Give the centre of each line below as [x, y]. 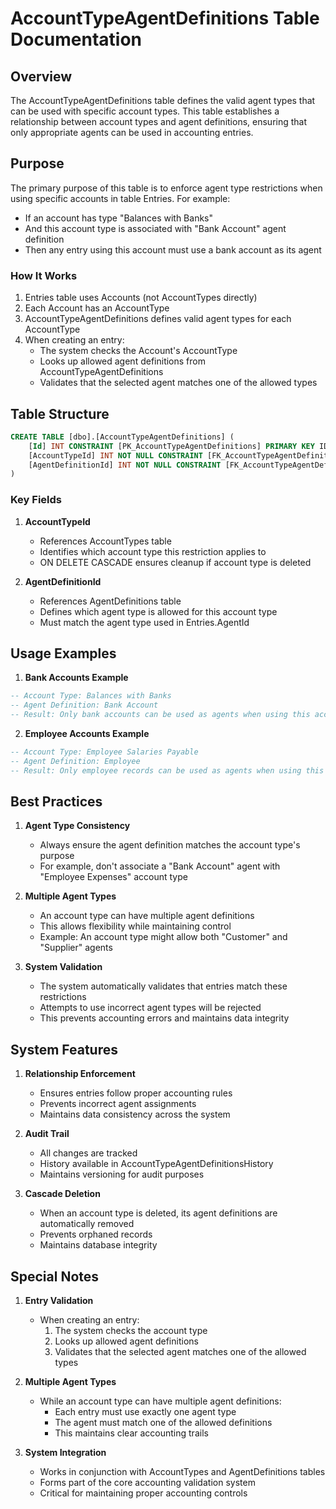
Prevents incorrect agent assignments [118, 1104]
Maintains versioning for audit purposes [122, 1174]
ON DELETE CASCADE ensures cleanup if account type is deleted [175, 562]
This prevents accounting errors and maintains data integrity [164, 1018]
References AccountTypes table [105, 541]
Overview [41, 76]
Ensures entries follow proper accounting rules [136, 1093]
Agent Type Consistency [77, 826]
